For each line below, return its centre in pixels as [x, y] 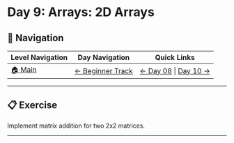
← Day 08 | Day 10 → [175, 70]
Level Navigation [39, 58]
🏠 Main [24, 69]
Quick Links [175, 58]
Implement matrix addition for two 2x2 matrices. [76, 126]
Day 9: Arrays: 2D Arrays [81, 12]
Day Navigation [104, 58]
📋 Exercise [32, 105]
